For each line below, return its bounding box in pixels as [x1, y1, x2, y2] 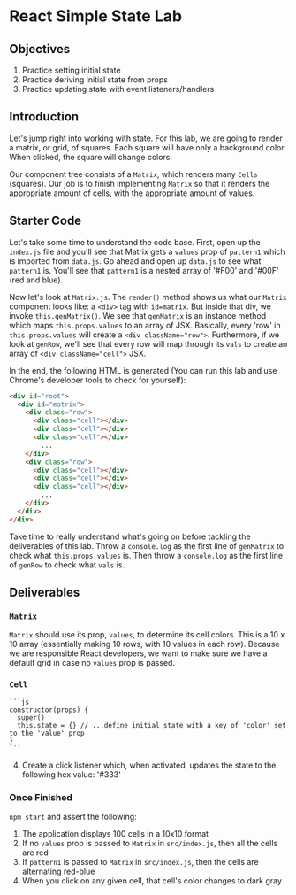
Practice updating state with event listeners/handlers [21, 84, 215, 94]
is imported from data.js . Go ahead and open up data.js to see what [9, 255, 262, 266]
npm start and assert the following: [9, 811, 137, 822]
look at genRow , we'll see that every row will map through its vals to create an [9, 338, 288, 349]
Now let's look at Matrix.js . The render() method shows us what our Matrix [9, 291, 287, 302]
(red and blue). [9, 274, 64, 285]
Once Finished [9, 791, 73, 803]
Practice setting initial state [21, 65, 121, 75]
